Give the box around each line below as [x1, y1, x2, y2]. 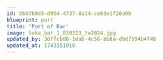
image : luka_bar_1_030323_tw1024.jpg [6, 29, 116, 37]
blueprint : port [6, 17, 54, 23]
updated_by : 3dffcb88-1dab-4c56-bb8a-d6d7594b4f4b [6, 36, 157, 43]
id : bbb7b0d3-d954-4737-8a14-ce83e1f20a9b [6, 10, 132, 17]
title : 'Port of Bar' [6, 23, 70, 30]
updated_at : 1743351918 [6, 42, 76, 49]
